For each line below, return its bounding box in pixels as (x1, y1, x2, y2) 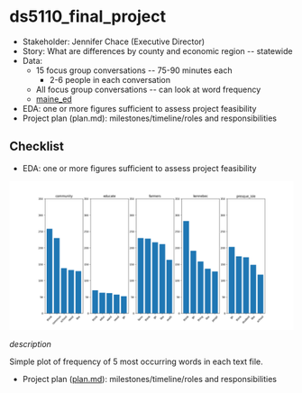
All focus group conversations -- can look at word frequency (35, 84, 261, 95)
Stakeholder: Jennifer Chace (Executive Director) (22, 36, 206, 47)
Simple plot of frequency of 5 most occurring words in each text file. (9, 356, 263, 367)
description (9, 338, 52, 349)
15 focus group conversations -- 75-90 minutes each (35, 65, 233, 76)
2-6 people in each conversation (49, 74, 171, 85)
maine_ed (35, 93, 72, 105)
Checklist (9, 139, 65, 154)
